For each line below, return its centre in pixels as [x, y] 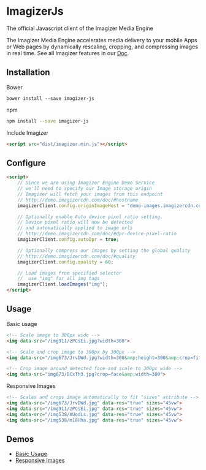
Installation [28, 73]
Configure [26, 163]
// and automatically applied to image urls [75, 228]
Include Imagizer [28, 132]
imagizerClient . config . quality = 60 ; [66, 262]
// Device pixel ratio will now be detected [75, 222]
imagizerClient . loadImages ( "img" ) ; [63, 284]
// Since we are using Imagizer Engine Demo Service [86, 183]
